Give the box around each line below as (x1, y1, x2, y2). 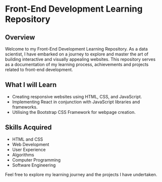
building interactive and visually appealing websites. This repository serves (5, 56, 156, 62)
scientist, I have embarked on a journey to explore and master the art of (5, 51, 149, 57)
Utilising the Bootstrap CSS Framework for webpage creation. (12, 109, 136, 115)
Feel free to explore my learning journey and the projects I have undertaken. (5, 171, 157, 177)
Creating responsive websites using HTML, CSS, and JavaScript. (12, 93, 142, 99)
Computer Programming (12, 157, 61, 163)
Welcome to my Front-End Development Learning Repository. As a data (5, 46, 148, 52)
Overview (5, 33, 36, 41)
